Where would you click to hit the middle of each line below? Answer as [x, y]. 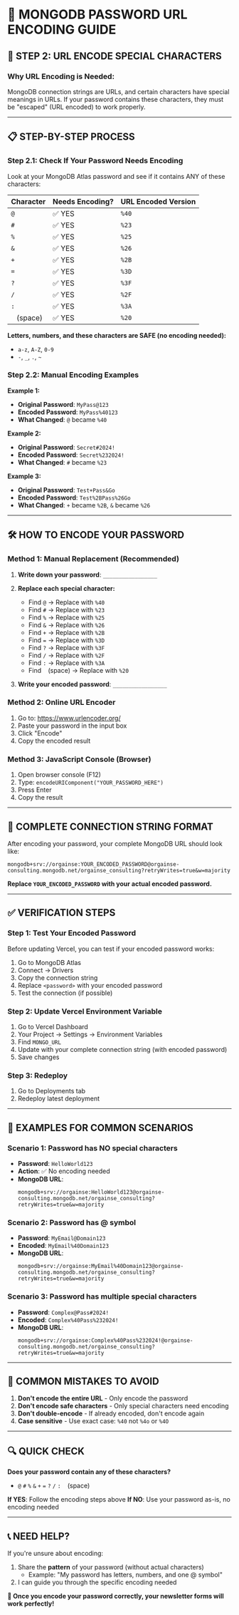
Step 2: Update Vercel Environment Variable [85, 1011]
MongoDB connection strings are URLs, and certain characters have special [118, 91]
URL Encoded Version [158, 201]
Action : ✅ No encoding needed [64, 1171]
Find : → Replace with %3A [67, 663]
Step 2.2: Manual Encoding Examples [73, 375]
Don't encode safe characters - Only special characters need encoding [123, 1406]
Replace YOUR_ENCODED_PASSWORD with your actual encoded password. [110, 884]
